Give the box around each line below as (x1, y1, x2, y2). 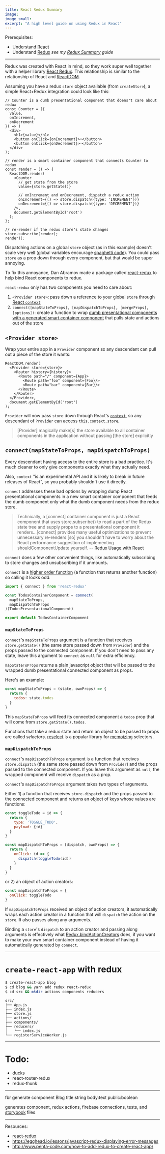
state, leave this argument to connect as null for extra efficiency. (5, 653, 136, 658)
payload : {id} (14, 824, 43, 829)
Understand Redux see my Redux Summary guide (12, 49, 113, 55)
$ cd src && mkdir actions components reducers (5, 989, 105, 994)
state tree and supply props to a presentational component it (17, 524, 140, 530)
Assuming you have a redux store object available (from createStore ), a (5, 83, 151, 89)
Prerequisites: (5, 34, 33, 40)
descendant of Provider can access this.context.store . (5, 418, 120, 424)
